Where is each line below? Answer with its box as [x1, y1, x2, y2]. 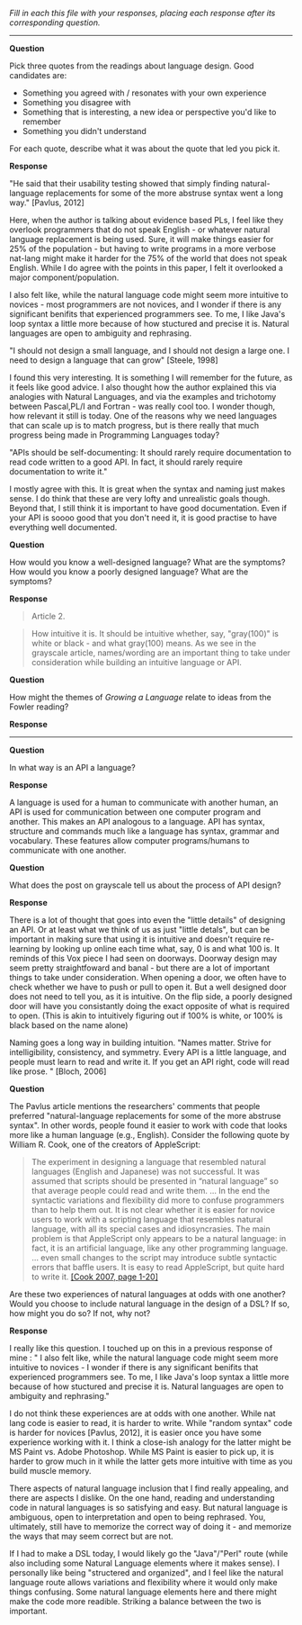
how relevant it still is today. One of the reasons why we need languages [9, 411, 277, 421]
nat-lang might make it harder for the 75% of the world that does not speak [9, 253, 288, 264]
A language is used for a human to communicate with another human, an [9, 797, 279, 808]
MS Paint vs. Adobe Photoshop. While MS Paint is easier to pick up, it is [9, 1447, 274, 1457]
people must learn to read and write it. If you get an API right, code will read [9, 1057, 290, 1067]
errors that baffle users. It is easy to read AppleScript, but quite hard [31, 1262, 285, 1272]
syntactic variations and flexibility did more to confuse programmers [31, 1195, 285, 1205]
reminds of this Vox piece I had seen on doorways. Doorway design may [9, 953, 278, 963]
